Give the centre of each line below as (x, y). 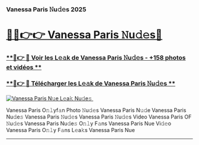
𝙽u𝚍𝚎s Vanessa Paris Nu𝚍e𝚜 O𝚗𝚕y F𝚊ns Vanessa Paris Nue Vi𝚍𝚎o (89, 124)
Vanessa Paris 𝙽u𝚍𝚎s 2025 (46, 9)
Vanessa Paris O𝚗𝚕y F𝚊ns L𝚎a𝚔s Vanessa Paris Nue (70, 130)
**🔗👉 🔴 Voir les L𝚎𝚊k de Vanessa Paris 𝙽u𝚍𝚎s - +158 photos (96, 58)
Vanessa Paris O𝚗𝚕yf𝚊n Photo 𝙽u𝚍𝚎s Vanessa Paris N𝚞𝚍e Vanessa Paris (96, 110)
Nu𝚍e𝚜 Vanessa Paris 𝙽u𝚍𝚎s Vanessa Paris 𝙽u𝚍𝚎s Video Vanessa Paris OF (99, 117)
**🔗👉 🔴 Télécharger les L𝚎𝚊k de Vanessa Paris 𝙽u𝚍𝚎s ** (91, 83)
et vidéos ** (24, 67)
